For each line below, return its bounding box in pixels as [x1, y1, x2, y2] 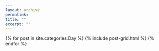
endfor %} [5, 41, 27, 47]
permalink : [5, 12, 29, 17]
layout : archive [5, 7, 40, 13]
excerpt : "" [5, 21, 31, 27]
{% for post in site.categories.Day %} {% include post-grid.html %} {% [5, 35, 154, 41]
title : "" [5, 17, 27, 22]
